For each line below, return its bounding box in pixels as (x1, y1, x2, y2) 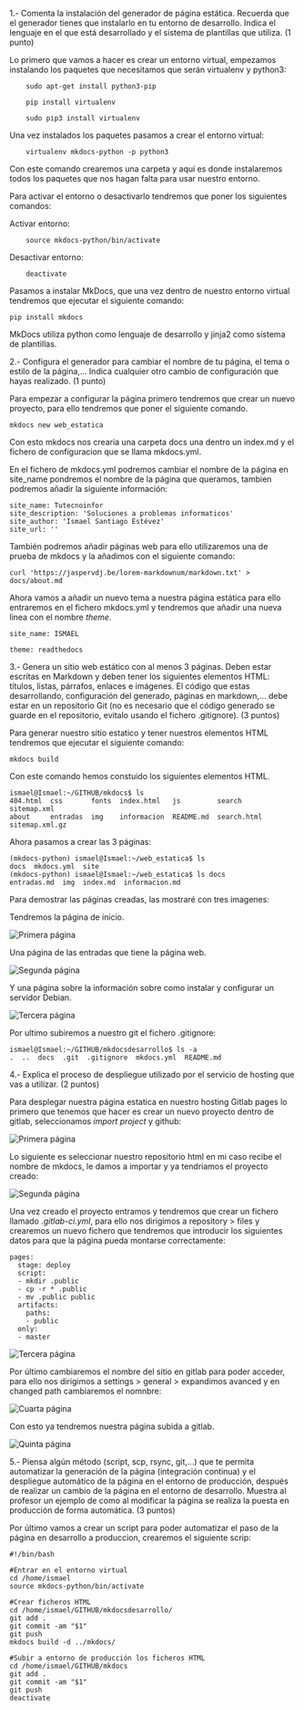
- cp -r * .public (17, 1285, 88, 1294)
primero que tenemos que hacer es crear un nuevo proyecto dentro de (9, 1106, 275, 1117)
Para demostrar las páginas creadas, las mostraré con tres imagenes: (9, 894, 270, 904)
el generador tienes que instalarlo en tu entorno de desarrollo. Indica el (9, 17, 276, 28)
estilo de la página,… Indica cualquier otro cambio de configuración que (9, 366, 279, 377)
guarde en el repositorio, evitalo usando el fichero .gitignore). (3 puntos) (9, 710, 280, 720)
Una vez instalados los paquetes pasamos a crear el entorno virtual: (9, 130, 265, 141)
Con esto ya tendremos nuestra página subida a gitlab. (9, 1421, 215, 1432)
